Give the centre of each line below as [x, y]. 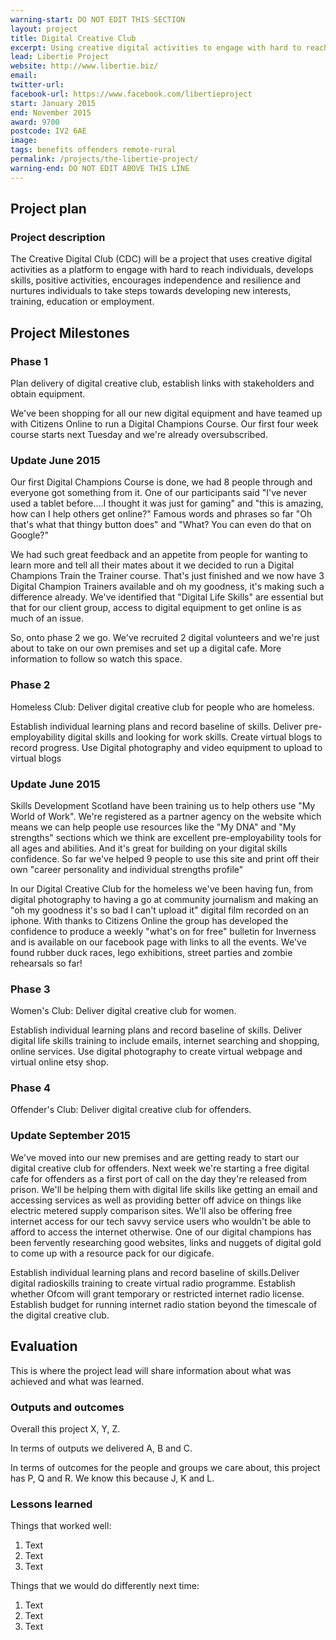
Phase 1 [29, 361]
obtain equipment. [48, 394]
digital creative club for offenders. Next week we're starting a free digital [160, 1168]
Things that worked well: [61, 1526]
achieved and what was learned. [77, 1381]
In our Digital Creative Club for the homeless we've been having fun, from [162, 888]
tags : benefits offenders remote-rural [93, 150]
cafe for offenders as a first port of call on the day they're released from [158, 1178]
